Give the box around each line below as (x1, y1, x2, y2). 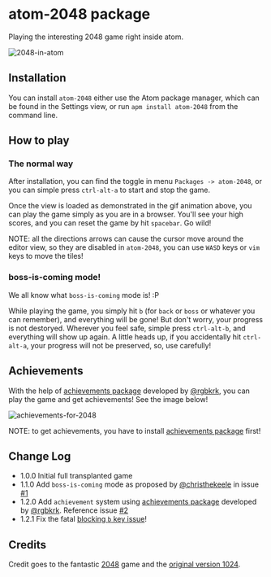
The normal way (8, 158, 74, 169)
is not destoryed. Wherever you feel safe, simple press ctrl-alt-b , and (8, 323, 246, 333)
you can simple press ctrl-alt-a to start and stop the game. (8, 185, 211, 195)
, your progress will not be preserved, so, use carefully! (26, 340, 212, 350)
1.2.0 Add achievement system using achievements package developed (19, 497, 257, 507)
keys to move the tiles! (8, 251, 84, 261)
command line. (8, 110, 58, 120)
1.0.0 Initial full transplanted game (19, 471, 133, 481)
